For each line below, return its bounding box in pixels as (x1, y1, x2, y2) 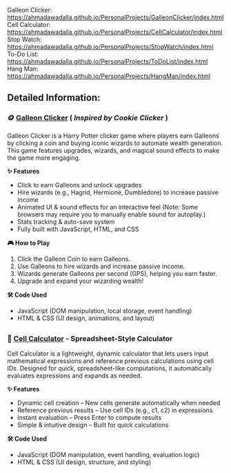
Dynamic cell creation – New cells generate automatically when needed (17, 399, 221, 407)
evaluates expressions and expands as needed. (7, 371, 143, 380)
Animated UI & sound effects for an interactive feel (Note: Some (17, 203, 199, 211)
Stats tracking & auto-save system (17, 217, 115, 225)
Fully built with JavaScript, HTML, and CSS (17, 225, 139, 233)
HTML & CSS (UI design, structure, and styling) (17, 458, 152, 466)
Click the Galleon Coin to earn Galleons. (17, 254, 131, 263)
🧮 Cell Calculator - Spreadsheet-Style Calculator (7, 334, 173, 344)
